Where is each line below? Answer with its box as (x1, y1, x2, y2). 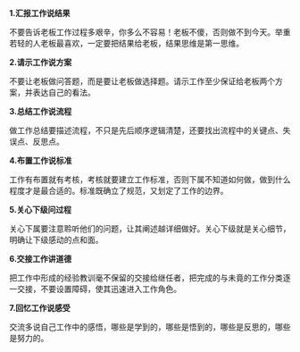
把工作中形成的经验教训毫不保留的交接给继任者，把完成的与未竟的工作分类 (9, 272, 283, 283)
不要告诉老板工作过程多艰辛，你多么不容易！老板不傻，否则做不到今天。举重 (9, 27, 291, 38)
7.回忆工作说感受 (9, 303, 71, 313)
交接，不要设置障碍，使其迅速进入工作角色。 (16, 284, 181, 294)
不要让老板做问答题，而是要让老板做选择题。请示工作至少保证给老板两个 (9, 76, 275, 87)
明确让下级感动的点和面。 (9, 235, 104, 245)
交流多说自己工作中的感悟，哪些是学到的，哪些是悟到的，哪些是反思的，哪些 (9, 322, 291, 332)
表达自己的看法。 (32, 88, 96, 97)
